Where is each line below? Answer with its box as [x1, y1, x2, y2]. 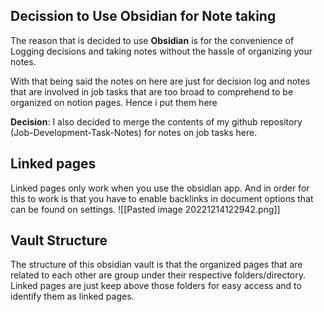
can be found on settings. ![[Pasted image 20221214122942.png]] [10, 203, 281, 215]
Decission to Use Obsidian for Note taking [10, 8, 277, 25]
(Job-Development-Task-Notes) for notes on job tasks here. [10, 126, 258, 138]
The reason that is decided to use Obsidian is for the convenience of [10, 34, 295, 46]
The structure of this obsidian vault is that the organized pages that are [10, 259, 303, 271]
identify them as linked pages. [10, 290, 135, 303]
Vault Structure [10, 232, 108, 249]
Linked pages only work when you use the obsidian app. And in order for [10, 182, 310, 194]
